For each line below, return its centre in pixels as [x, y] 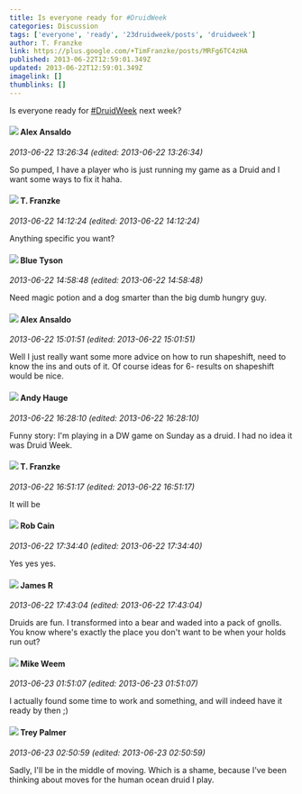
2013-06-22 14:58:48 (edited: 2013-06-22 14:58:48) [106, 280]
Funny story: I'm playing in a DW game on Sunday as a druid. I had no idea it [151, 435]
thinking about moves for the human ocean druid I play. [112, 780]
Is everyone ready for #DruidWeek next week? [96, 110]
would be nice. [37, 376]
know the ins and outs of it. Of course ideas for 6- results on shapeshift [142, 367]
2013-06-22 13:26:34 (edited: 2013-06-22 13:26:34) [106, 152]
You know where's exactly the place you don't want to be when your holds [148, 633]
